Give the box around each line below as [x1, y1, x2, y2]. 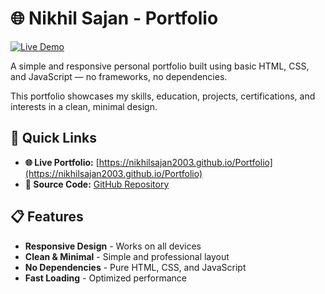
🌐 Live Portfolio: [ [24, 156, 100, 168]
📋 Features [10, 208, 84, 226]
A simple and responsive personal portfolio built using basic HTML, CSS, [10, 60, 310, 72]
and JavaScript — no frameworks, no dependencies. [10, 70, 228, 82]
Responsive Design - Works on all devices [24, 240, 202, 252]
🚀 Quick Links [10, 130, 97, 147]
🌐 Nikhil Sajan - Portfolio [10, 7, 219, 30]
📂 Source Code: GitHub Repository [24, 178, 170, 190]
